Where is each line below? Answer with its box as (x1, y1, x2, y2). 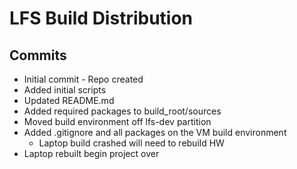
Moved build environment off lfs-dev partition (23, 116, 212, 127)
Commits (9, 47, 67, 64)
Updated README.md (23, 95, 115, 106)
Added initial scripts (23, 84, 107, 96)
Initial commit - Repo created (23, 73, 144, 85)
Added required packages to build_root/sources (23, 105, 222, 117)
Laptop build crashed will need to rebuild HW (38, 137, 225, 149)
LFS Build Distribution (9, 7, 194, 30)
